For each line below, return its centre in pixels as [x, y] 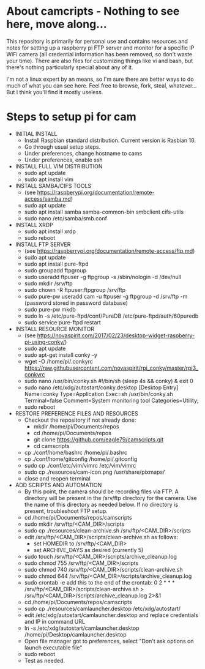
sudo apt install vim [49, 179]
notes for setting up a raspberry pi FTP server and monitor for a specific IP [100, 48]
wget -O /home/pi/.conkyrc [59, 361]
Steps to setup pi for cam [71, 117]
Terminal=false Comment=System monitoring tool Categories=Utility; [111, 400]
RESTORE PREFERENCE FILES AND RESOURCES [77, 413]
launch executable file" [53, 648]
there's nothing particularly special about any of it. [70, 67]
